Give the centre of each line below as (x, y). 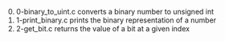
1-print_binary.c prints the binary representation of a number (116, 20)
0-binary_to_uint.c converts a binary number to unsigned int (115, 12)
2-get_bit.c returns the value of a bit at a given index (103, 29)
